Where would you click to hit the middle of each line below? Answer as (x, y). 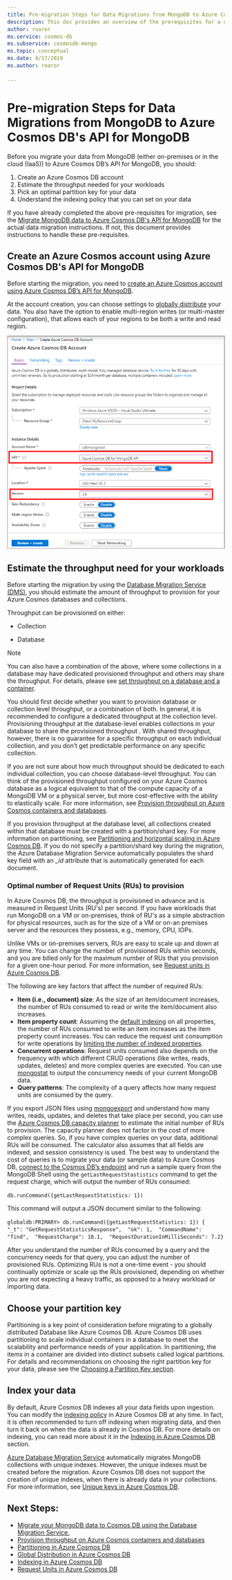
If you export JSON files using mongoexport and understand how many (109, 1108)
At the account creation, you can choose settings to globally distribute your (114, 305)
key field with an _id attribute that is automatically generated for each (106, 860)
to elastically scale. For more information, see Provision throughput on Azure (116, 803)
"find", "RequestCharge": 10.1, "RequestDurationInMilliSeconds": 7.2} (116, 1237)
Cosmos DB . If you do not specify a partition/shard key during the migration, (116, 845)
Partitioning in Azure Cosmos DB (64, 1547)
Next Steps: (33, 1509)
